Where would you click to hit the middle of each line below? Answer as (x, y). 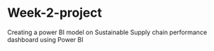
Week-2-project (55, 13)
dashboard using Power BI (45, 39)
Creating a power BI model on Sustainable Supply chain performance (107, 32)
